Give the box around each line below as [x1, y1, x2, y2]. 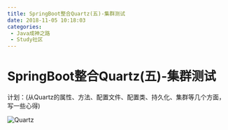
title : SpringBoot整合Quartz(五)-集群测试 [7, 10, 126, 17]
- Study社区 [10, 36, 43, 43]
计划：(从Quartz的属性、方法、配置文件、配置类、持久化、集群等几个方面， [7, 93, 225, 101]
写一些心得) [7, 102, 41, 110]
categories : [7, 23, 42, 30]
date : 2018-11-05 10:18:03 [7, 17, 86, 24]
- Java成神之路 [10, 29, 50, 37]
